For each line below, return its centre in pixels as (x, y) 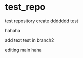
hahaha (13, 30)
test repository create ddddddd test (41, 21)
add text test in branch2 (30, 40)
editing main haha (23, 50)
